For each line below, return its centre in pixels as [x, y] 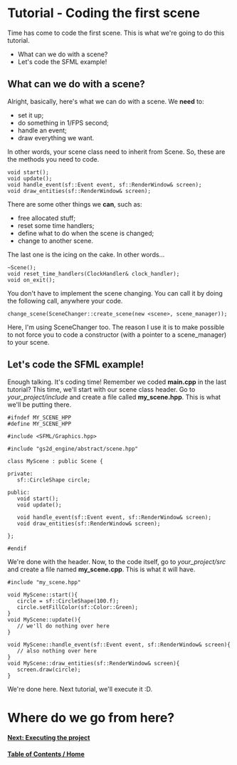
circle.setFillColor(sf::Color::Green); [78, 607]
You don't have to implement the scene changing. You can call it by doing [115, 293]
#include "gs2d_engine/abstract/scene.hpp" [73, 449]
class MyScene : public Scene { [55, 461]
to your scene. [28, 342]
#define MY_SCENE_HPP [39, 424]
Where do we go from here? [91, 718]
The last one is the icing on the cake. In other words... [86, 254]
